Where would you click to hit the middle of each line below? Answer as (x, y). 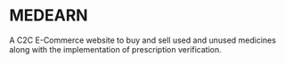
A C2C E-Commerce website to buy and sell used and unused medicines (142, 40)
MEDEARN (49, 16)
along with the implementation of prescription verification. (116, 49)
